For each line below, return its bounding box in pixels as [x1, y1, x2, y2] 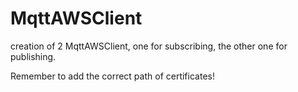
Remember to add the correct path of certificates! [10, 70, 215, 82]
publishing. [10, 50, 57, 62]
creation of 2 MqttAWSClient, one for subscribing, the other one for [10, 40, 288, 52]
